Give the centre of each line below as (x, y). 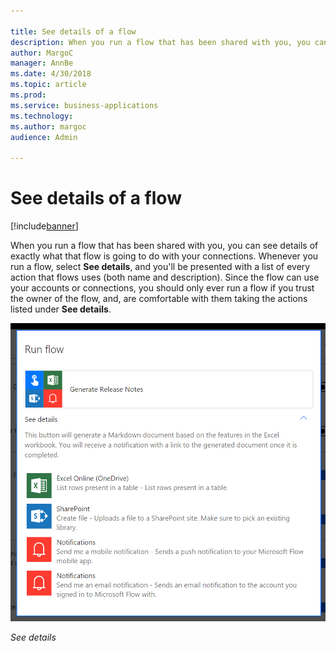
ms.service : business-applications (84, 105)
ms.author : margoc (48, 126)
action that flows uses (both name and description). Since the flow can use (165, 277)
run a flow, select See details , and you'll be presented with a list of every (160, 267)
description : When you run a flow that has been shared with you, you (160, 42)
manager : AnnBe (42, 63)
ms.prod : (28, 95)
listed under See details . (61, 309)
